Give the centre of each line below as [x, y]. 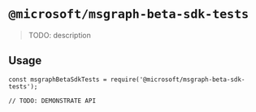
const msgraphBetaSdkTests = [58, 80]
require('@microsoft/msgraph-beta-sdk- [178, 80]
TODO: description [60, 35]
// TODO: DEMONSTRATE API [52, 101]
